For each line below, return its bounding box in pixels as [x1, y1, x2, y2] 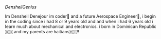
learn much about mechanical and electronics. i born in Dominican [5, 24, 138, 29]
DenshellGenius [5, 4, 36, 10]
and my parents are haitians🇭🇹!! [14, 29, 79, 34]
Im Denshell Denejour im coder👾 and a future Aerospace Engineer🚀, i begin [5, 13, 156, 19]
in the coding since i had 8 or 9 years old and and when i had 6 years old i [5, 19, 153, 24]
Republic [139, 24, 157, 29]
